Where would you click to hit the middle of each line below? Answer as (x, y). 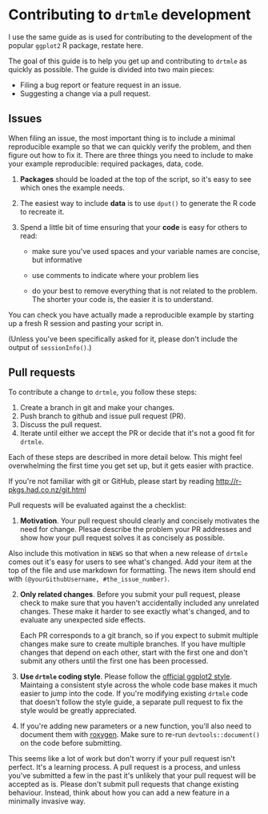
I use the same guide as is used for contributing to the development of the (130, 37)
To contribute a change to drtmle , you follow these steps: (103, 392)
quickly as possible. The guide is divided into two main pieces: (111, 69)
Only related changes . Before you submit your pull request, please (130, 594)
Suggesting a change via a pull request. (85, 93)
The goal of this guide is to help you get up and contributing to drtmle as (128, 61)
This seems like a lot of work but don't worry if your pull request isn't (122, 758)
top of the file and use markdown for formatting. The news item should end (132, 570)
